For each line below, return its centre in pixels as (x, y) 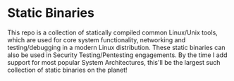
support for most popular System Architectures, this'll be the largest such (114, 62)
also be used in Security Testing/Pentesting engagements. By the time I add (117, 55)
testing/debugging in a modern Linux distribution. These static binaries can (116, 47)
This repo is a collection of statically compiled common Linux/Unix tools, (113, 32)
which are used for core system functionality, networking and (97, 39)
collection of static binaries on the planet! (68, 70)
